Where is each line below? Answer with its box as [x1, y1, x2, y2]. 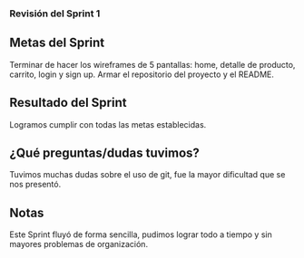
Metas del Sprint [9, 35, 105, 51]
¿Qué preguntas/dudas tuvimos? [9, 145, 200, 160]
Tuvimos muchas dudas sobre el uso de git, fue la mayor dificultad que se [9, 169, 286, 180]
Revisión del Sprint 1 [9, 7, 101, 20]
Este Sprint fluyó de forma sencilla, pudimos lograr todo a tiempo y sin [9, 229, 272, 240]
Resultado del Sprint [9, 95, 127, 110]
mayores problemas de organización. [9, 239, 148, 250]
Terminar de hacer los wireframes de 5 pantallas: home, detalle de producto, [9, 59, 296, 70]
